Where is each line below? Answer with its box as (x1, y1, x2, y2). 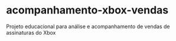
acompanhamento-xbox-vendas (6, 4, 169, 17)
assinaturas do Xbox (6, 29, 56, 36)
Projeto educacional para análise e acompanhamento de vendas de (6, 23, 170, 30)
